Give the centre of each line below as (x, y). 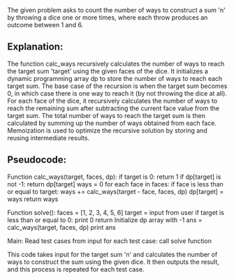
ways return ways (33, 199)
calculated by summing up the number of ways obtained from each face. (112, 123)
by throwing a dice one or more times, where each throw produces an (108, 17)
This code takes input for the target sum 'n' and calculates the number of (112, 254)
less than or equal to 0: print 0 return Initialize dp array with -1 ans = (105, 220)
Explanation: (35, 47)
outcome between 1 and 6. (45, 25)
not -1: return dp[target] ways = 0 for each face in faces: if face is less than (115, 184)
